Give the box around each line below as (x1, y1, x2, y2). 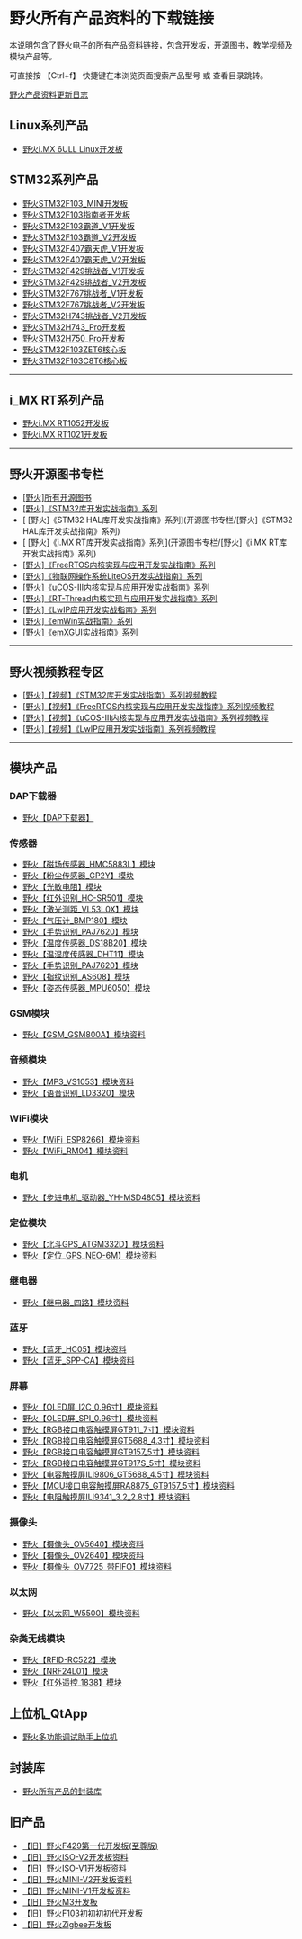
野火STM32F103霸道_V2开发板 (22, 231, 137, 243)
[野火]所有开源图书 (22, 492, 93, 503)
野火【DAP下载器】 (22, 812, 94, 823)
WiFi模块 (9, 1112, 49, 1125)
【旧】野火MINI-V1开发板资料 (22, 1885, 131, 1896)
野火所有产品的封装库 (22, 1785, 102, 1796)
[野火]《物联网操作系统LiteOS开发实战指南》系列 (22, 571, 203, 582)
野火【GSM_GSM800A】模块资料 (22, 1029, 146, 1040)
